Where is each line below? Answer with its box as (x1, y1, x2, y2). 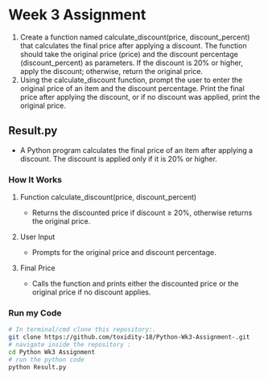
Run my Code (8, 307, 62, 319)
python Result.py (8, 363, 67, 371)
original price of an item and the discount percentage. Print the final (19, 83, 245, 93)
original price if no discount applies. (31, 287, 151, 297)
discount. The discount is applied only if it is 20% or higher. (19, 154, 217, 163)
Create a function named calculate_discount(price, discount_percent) (19, 32, 250, 42)
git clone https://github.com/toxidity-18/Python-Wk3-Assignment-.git (8, 333, 250, 341)
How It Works (8, 174, 63, 185)
